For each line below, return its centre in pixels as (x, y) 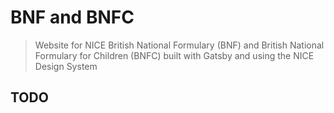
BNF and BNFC (72, 17)
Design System (66, 66)
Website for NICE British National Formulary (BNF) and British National (179, 45)
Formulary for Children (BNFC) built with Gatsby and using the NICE (174, 55)
